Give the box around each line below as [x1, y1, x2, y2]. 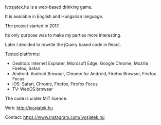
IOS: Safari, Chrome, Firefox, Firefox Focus [12, 81, 98, 87]
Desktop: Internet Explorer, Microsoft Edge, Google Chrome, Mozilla [12, 61, 148, 66]
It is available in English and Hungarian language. [5, 14, 104, 19]
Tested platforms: [5, 51, 40, 57]
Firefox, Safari [12, 65, 40, 71]
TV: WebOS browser [12, 86, 54, 92]
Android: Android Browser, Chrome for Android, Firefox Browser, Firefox [12, 71, 157, 77]
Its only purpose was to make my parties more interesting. [5, 32, 122, 38]
